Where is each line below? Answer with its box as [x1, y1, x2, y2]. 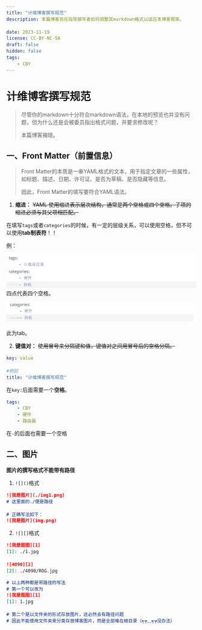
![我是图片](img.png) [6, 518, 57, 524]
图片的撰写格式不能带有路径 [6, 466, 75, 474]
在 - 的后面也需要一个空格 [6, 430, 68, 437]
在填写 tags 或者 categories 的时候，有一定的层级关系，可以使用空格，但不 [6, 222, 187, 229]
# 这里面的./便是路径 [6, 499, 53, 505]
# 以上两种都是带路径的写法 [6, 579, 66, 586]
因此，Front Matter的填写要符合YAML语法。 [21, 188, 130, 196]
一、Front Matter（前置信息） [6, 150, 118, 161]
